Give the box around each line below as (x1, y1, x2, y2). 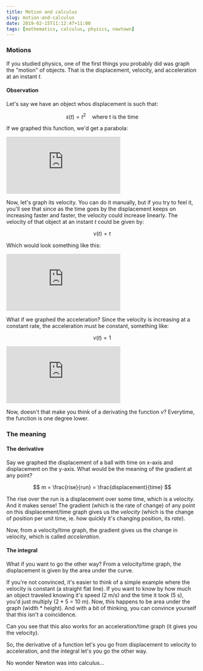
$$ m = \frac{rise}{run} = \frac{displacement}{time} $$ (33, 483, 171, 490)
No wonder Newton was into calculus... (6, 659, 105, 666)
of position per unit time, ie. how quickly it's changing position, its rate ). (6, 515, 185, 522)
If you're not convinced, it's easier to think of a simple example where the (6, 579, 190, 586)
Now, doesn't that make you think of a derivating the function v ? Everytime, (6, 408, 195, 415)
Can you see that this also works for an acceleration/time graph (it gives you (6, 622, 198, 630)
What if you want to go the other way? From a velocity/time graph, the (6, 560, 181, 568)
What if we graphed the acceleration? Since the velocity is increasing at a (6, 316, 190, 323)
